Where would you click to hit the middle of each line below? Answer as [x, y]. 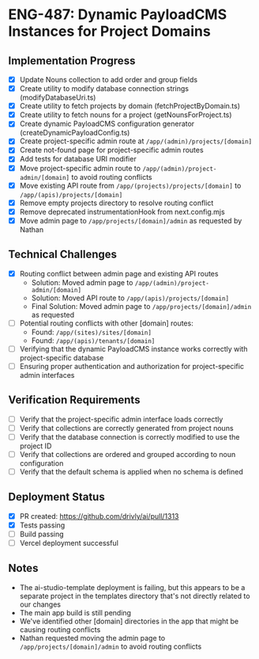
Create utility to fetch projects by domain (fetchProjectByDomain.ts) [130, 106]
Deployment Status [56, 497]
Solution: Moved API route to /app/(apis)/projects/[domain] [130, 298]
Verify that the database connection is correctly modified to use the [129, 436]
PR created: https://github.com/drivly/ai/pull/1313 [99, 516]
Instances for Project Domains [109, 31]
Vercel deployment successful [69, 543]
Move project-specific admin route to [80, 168]
